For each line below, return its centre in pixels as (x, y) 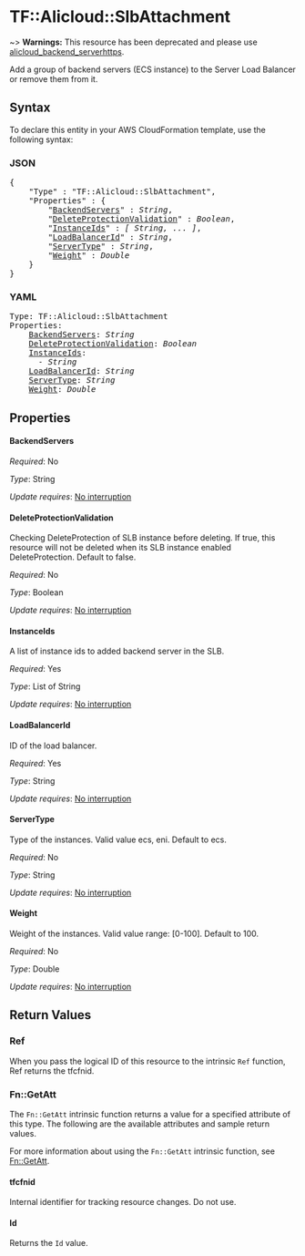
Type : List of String (45, 686)
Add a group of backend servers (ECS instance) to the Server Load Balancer (152, 69)
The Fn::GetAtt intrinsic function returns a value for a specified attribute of (150, 1114)
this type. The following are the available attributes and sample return (140, 1124)
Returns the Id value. (49, 1243)
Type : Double (35, 969)
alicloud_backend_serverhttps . (67, 51)
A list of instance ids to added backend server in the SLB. (117, 651)
